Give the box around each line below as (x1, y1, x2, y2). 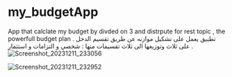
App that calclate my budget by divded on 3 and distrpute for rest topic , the (8, 27, 226, 35)
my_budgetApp (8, 4, 99, 20)
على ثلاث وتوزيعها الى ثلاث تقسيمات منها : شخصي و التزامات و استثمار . (8, 42, 194, 50)
